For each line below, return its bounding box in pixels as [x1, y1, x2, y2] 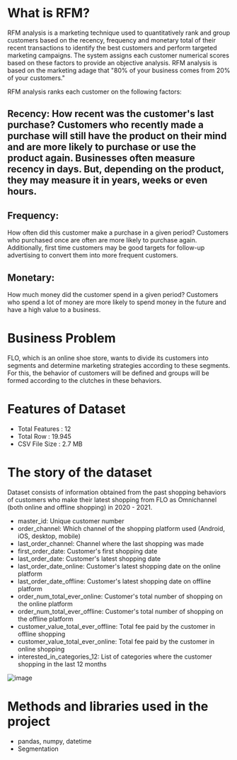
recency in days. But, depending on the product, [7, 163, 224, 175]
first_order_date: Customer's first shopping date [17, 547, 158, 555]
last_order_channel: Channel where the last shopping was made [17, 539, 204, 547]
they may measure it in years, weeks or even [7, 174, 208, 186]
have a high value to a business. [7, 305, 101, 313]
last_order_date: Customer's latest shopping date [17, 554, 161, 563]
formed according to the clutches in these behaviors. [7, 376, 162, 384]
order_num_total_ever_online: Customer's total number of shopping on [17, 592, 223, 600]
